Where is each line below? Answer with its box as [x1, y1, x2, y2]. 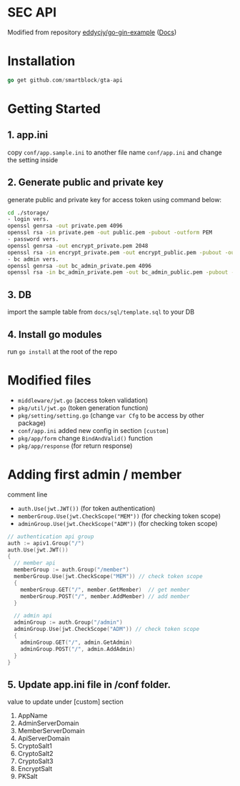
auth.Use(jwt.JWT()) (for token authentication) [17, 504, 156, 512]
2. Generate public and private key [7, 176, 164, 189]
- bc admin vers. [7, 255, 59, 263]
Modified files [7, 372, 91, 389]
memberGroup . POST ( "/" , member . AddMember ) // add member [20, 592, 191, 600]
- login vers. [7, 216, 50, 223]
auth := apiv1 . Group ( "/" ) [7, 539, 84, 547]
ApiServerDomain [17, 734, 70, 743]
